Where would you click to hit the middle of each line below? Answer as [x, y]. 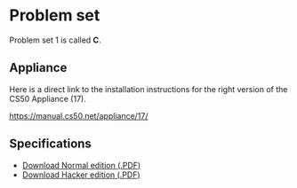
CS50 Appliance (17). [48, 98]
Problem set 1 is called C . [55, 40]
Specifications [50, 144]
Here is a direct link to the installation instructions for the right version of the [148, 89]
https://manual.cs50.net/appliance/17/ [79, 115]
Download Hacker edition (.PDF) [81, 175]
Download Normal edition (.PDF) [81, 165]
